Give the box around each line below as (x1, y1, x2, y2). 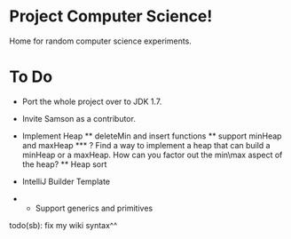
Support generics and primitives (35, 203, 153, 213)
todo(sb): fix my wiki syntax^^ (9, 219, 118, 230)
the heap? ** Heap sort (21, 158, 107, 170)
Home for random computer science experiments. (9, 36, 193, 46)
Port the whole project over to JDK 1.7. (21, 96, 162, 107)
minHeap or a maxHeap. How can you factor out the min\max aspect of (21, 149, 283, 160)
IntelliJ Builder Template (21, 176, 111, 187)
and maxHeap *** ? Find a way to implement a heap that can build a (21, 139, 271, 150)
